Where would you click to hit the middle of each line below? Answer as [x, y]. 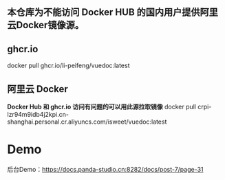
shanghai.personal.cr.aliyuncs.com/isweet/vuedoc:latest [87, 122]
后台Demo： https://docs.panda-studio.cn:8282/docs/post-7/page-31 [106, 169]
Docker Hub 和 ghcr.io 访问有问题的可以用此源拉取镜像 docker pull [102, 107]
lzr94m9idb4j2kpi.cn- [38, 115]
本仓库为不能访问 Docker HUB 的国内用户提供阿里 [113, 12]
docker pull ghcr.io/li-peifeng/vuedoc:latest [68, 66]
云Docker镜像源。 [46, 25]
